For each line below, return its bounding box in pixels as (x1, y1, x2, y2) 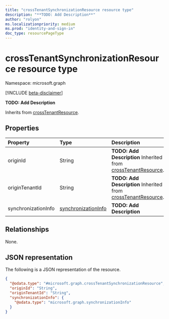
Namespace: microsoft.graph (5, 80, 66, 86)
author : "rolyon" (5, 17, 42, 22)
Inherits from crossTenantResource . (5, 109, 79, 115)
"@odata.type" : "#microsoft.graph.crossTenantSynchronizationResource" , (10, 281, 165, 286)
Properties (5, 124, 39, 133)
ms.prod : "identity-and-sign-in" (5, 26, 75, 31)
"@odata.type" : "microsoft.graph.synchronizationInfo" (14, 300, 132, 305)
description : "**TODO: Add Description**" (5, 12, 96, 17)
